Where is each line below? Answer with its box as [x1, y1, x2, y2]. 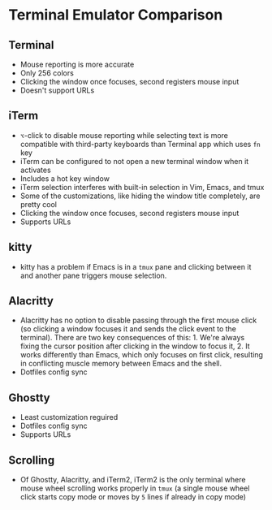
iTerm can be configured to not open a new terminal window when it [19, 156, 249, 166]
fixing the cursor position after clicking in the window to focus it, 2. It [19, 341, 250, 351]
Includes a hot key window [19, 173, 110, 184]
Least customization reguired [19, 413, 119, 422]
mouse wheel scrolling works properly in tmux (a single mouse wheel [19, 483, 250, 493]
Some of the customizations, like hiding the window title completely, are [19, 191, 261, 201]
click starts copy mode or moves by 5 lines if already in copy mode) [19, 492, 246, 502]
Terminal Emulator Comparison [8, 6, 223, 24]
